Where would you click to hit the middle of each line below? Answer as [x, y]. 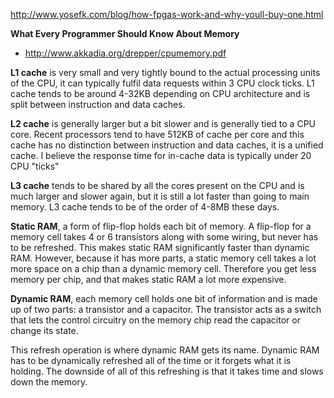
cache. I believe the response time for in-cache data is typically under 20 [161, 155]
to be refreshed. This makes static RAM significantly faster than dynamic [160, 247]
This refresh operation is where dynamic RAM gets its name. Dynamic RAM [165, 350]
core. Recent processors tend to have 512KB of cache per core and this [157, 134]
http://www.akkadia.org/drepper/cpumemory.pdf [125, 53]
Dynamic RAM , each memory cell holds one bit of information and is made [164, 298]
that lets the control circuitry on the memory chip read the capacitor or [155, 320]
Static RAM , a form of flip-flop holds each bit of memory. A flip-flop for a [161, 226]
